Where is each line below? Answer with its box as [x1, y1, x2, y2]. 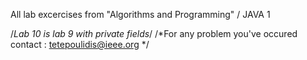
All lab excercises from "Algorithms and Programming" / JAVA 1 [10, 9, 271, 20]
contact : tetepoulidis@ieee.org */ [10, 39, 150, 50]
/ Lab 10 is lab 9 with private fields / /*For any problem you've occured [10, 28, 298, 39]
